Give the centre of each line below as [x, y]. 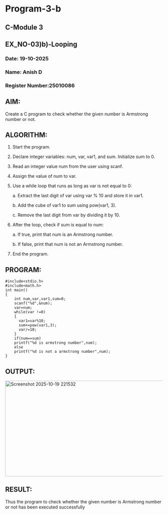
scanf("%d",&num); [33, 303]
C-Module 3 [24, 27]
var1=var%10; [32, 321]
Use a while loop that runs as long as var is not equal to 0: [72, 186]
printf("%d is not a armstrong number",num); [62, 352]
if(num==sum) [28, 339]
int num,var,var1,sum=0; [40, 299]
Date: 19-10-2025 [27, 58]
